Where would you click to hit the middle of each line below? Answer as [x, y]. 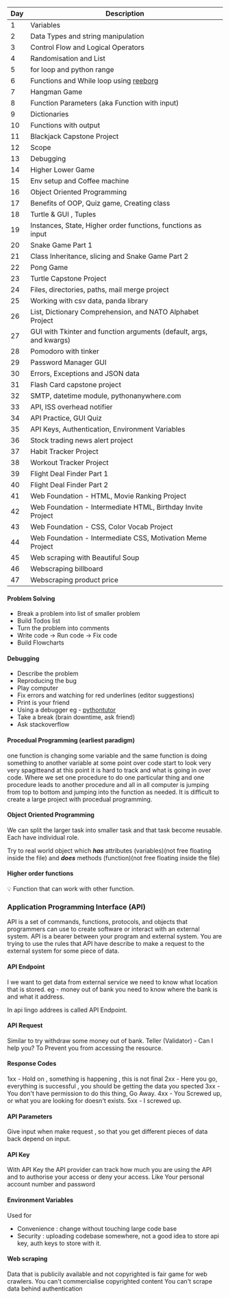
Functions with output [65, 125]
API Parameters [30, 1116]
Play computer [37, 688]
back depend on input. [39, 1139]
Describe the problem [48, 673]
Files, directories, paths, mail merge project [100, 289]
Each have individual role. [43, 837]
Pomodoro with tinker [65, 351]
